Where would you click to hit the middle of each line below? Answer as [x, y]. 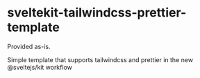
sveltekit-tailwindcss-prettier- [97, 13]
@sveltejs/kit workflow [40, 67]
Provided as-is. [29, 46]
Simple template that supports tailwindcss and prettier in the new [100, 59]
